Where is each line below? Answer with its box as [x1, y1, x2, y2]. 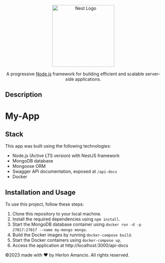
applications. [75, 76, 102, 82]
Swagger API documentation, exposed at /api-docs [12, 168, 117, 174]
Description [5, 91, 42, 99]
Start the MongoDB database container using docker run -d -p [12, 221, 142, 227]
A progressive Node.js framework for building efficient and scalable [6, 71, 145, 77]
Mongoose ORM [12, 163, 46, 169]
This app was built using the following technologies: [5, 143, 111, 149]
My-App [5, 110, 40, 121]
